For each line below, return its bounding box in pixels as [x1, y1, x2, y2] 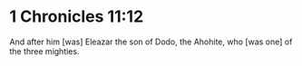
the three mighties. [9, 45, 80, 56]
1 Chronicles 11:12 [9, 6, 144, 27]
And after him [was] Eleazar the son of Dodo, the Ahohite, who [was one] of [9, 36, 293, 47]
